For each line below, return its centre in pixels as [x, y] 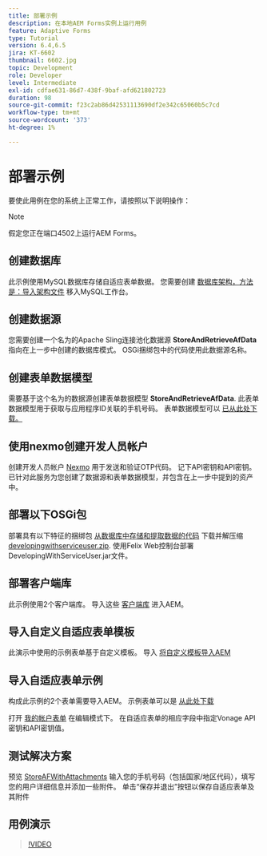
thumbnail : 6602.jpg [43, 61]
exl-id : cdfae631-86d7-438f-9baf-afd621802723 [87, 90]
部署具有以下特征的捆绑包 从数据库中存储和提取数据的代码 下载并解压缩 [126, 535]
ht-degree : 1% [32, 127]
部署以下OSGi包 [48, 515]
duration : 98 [30, 98]
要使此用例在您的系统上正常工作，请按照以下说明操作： [99, 200]
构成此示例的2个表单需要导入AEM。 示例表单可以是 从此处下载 [111, 701]
